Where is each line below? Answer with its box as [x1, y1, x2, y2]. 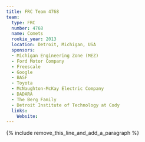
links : [11, 108, 28, 114]
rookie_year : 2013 [11, 36, 57, 42]
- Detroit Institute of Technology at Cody [11, 102, 120, 108]
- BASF [11, 75, 28, 80]
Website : [17, 113, 38, 119]
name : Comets [11, 31, 44, 37]
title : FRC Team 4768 [6, 8, 60, 15]
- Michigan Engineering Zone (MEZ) [11, 53, 99, 59]
